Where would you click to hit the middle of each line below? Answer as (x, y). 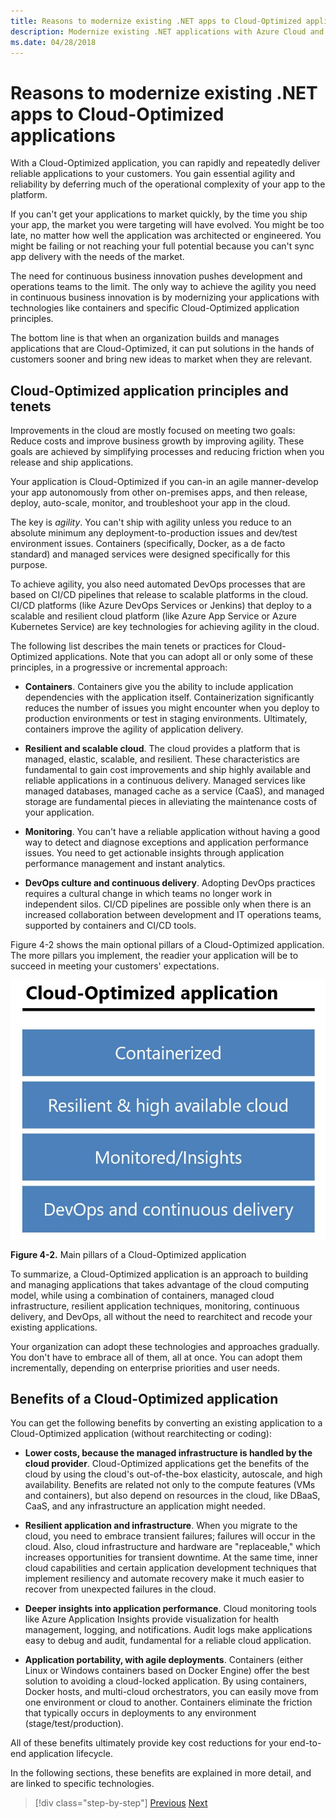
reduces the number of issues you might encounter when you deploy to (172, 708)
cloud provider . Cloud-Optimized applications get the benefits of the (167, 1464)
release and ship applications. (72, 462)
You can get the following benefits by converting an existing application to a (166, 1423)
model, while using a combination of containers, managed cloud (142, 1295)
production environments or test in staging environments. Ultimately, (166, 719)
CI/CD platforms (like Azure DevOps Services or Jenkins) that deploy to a (161, 606)
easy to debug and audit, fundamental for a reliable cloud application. (168, 1641)
